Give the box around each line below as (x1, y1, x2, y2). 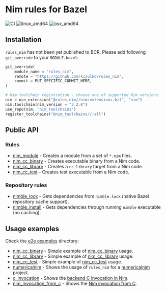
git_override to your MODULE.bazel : (5, 54, 79, 60)
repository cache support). (12, 198, 69, 205)
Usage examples (5, 224, 60, 233)
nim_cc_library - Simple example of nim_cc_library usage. (12, 253, 134, 259)
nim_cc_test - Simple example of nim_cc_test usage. (12, 259, 122, 265)
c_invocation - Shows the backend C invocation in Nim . (12, 275, 129, 281)
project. (12, 270, 29, 276)
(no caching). (12, 210, 41, 216)
